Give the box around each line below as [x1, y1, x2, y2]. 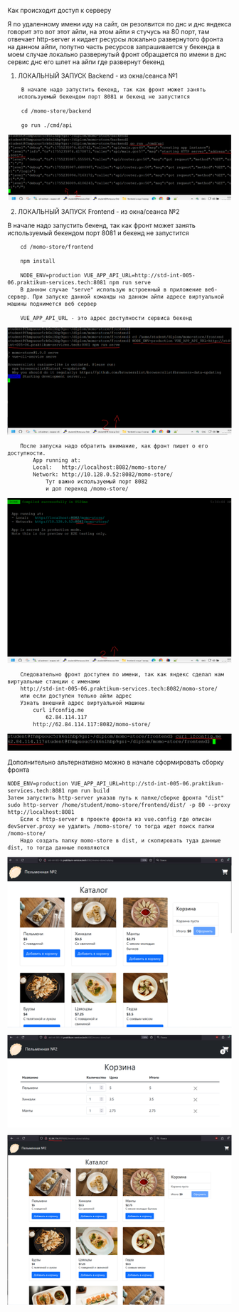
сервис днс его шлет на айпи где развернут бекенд [7, 58, 165, 66]
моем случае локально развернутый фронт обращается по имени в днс [7, 50, 227, 58]
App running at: [33, 457, 81, 464]
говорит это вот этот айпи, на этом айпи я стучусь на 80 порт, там [7, 28, 210, 36]
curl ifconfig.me [33, 706, 84, 713]
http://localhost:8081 [7, 809, 75, 816]
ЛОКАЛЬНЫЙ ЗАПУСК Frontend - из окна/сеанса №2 [17, 207, 180, 216]
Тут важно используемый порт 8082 [45, 478, 148, 485]
